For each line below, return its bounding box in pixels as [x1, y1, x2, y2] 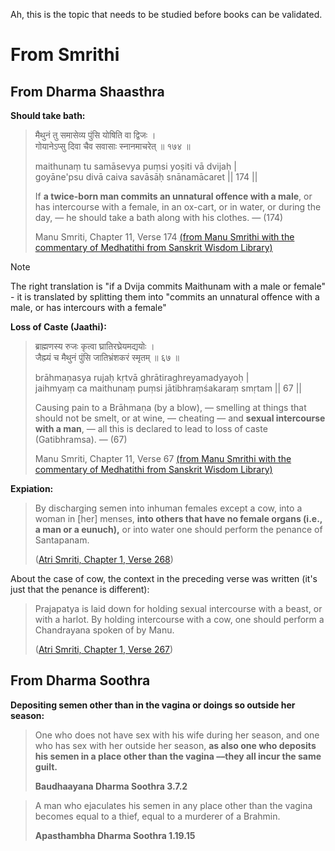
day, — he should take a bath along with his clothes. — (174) [34, 212, 284, 223]
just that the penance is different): [10, 584, 150, 595]
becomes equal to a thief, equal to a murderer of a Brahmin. [34, 810, 281, 822]
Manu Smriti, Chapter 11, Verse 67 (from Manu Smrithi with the [34, 453, 292, 464]
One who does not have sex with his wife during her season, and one [34, 729, 320, 741]
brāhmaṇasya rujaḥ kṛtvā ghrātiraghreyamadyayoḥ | [34, 372, 250, 383]
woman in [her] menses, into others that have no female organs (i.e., [34, 513, 323, 524]
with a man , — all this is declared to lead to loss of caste [34, 423, 268, 434]
